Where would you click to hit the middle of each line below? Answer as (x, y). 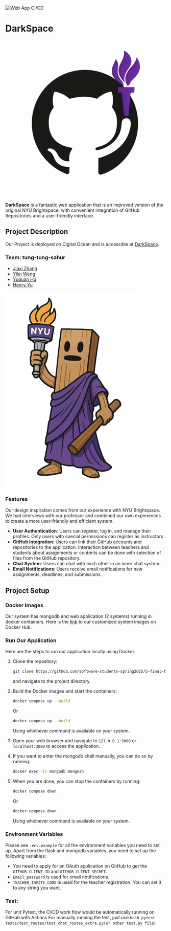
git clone (23, 672)
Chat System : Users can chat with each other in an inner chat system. (87, 564)
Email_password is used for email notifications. (61, 877)
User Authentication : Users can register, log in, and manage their (82, 531)
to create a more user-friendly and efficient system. (59, 521)
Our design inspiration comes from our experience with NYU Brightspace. (83, 510)
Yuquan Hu (25, 279)
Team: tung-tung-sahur (35, 257)
